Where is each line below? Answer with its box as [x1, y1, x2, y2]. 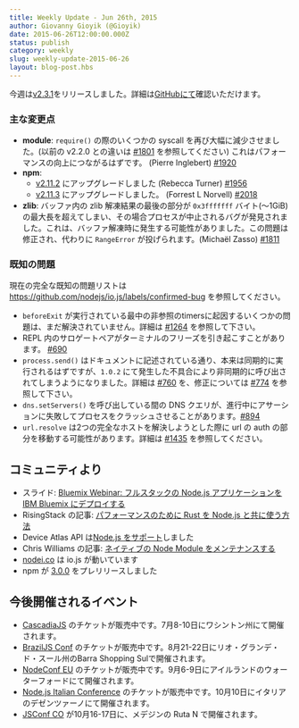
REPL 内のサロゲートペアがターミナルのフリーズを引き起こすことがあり [21, 332, 287, 344]
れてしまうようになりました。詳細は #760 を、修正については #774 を [21, 377, 279, 389]
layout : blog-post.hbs [9, 63, 94, 72]
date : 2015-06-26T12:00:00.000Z [9, 29, 129, 38]
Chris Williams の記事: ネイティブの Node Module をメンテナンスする [21, 543, 276, 554]
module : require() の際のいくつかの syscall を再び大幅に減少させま [21, 135, 272, 146]
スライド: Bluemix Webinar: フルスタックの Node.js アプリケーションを [21, 488, 283, 498]
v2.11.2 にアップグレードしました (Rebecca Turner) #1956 [35, 178, 248, 188]
